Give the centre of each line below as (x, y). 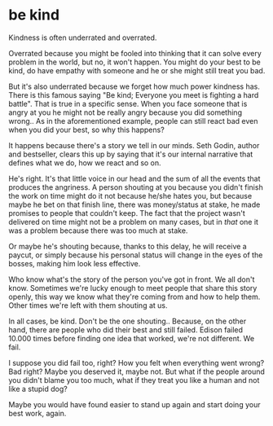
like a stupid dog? (38, 389)
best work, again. (37, 413)
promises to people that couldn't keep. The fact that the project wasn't (127, 213)
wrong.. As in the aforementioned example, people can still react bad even (133, 121)
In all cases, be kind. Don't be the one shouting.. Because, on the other (128, 321)
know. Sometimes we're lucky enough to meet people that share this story (133, 288)
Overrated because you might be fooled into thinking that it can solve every (135, 53)
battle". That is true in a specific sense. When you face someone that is (128, 103)
